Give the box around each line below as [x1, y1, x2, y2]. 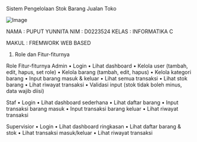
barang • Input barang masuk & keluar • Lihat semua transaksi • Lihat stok [6, 75, 188, 82]
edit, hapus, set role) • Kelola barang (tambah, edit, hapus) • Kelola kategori [6, 69, 191, 76]
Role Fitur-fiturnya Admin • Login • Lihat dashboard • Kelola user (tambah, [6, 62, 188, 69]
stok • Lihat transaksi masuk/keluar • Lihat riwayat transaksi [6, 130, 153, 136]
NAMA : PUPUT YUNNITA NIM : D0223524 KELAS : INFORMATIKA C [6, 28, 173, 35]
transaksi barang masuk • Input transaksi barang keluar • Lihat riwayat [6, 105, 179, 112]
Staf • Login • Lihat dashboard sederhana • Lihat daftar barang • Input [6, 99, 179, 106]
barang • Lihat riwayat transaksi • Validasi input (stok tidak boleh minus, [6, 81, 182, 88]
